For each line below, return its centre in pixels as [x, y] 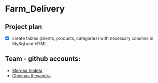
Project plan [23, 27]
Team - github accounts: [43, 59]
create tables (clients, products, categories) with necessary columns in [83, 38]
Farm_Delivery [35, 9]
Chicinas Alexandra [31, 75]
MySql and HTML [29, 44]
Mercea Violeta [27, 70]
